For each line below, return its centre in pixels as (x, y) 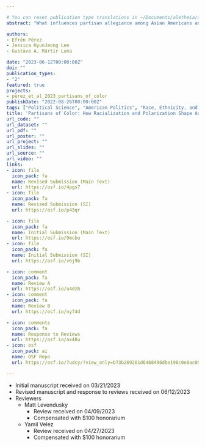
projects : (19, 91)
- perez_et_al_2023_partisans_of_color (57, 96)
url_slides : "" (26, 147)
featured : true (26, 85)
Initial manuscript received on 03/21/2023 (68, 385)
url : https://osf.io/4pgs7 (46, 187)
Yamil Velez (39, 424)
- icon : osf (21, 345)
